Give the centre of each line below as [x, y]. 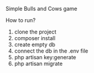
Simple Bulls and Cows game [41, 9]
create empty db [35, 45]
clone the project [35, 32]
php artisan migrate [38, 63]
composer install [35, 38]
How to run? [21, 20]
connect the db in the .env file [51, 51]
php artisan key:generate [45, 57]
